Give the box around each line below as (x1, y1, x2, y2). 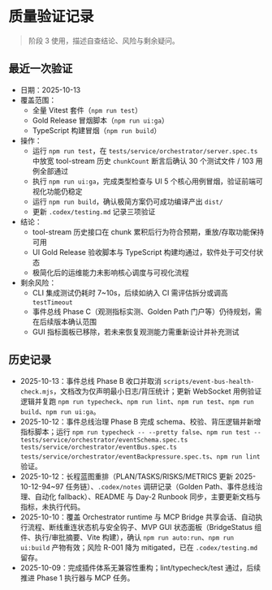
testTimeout (32, 298, 73, 307)
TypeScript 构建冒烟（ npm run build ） (32, 125, 162, 135)
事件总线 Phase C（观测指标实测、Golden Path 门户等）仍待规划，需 (32, 306, 262, 317)
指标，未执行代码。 (19, 502, 85, 511)
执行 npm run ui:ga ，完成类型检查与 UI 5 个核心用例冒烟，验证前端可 (32, 176, 263, 186)
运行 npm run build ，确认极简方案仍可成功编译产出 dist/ (32, 196, 223, 206)
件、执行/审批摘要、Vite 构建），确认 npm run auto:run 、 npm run (19, 532, 235, 542)
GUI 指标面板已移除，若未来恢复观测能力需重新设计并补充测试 (32, 326, 240, 337)
